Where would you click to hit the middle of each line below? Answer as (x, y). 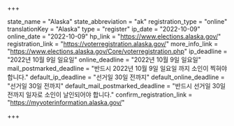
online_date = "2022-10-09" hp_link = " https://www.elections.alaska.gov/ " (114, 36)
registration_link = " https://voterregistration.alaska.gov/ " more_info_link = (113, 44)
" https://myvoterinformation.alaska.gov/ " (66, 103)
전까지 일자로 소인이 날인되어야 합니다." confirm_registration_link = (100, 94)
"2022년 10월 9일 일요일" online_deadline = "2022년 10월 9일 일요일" (104, 59)
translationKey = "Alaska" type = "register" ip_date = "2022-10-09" (104, 29)
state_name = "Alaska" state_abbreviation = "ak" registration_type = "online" (117, 21)
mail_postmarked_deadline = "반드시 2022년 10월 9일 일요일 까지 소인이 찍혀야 (117, 68)
